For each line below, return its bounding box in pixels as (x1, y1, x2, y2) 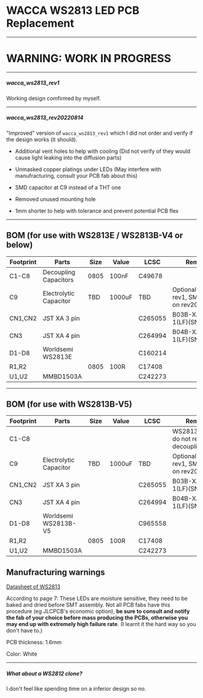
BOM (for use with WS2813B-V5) (6, 399, 132, 410)
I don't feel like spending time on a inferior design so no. (6, 685, 146, 693)
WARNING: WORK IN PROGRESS (6, 52, 171, 65)
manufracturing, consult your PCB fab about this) (14, 172, 138, 179)
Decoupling (42, 268, 76, 276)
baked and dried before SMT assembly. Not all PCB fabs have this (6, 601, 170, 609)
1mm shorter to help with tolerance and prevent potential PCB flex (14, 207, 179, 215)
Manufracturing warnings (6, 567, 106, 577)
